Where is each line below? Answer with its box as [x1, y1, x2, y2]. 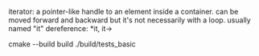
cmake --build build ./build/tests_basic [8, 39, 137, 49]
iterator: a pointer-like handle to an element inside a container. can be [8, 7, 239, 16]
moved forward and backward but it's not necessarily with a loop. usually [8, 15, 251, 25]
